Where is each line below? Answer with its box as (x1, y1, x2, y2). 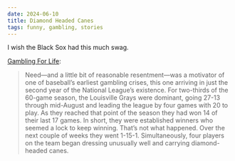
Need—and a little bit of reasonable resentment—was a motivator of (24, 71, 225, 79)
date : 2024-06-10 (7, 10, 59, 18)
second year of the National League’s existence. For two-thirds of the (24, 86, 229, 95)
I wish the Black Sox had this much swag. (7, 43, 130, 52)
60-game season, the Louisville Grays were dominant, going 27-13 (24, 93, 221, 102)
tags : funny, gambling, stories (7, 24, 103, 31)
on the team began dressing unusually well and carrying (24, 139, 190, 147)
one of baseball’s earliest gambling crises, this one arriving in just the (24, 78, 229, 87)
